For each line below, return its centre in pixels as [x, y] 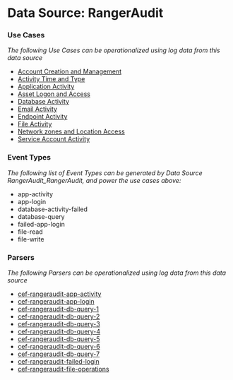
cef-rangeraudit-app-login [56, 302]
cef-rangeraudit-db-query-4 [59, 332]
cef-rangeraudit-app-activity [59, 294]
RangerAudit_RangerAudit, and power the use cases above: [94, 180]
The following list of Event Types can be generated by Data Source [105, 173]
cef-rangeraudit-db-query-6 [59, 347]
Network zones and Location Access [71, 131]
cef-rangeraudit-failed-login [59, 362]
